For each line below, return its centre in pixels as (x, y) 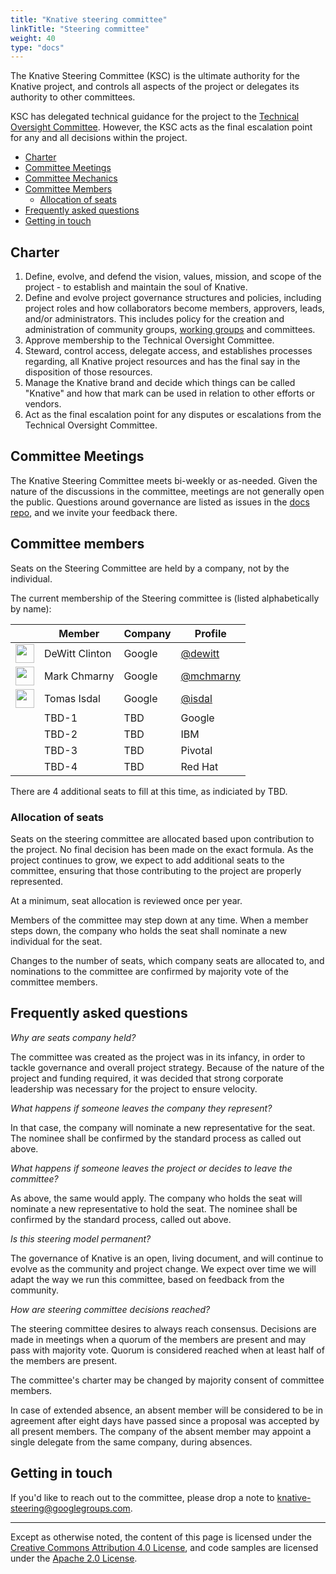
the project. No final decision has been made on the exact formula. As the (162, 849)
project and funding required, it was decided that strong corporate (147, 1078)
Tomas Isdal (72, 698)
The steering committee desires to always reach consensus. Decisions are (163, 1328)
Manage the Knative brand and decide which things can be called (160, 383)
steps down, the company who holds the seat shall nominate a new (149, 930)
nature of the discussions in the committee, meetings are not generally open (167, 491)
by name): (31, 608)
